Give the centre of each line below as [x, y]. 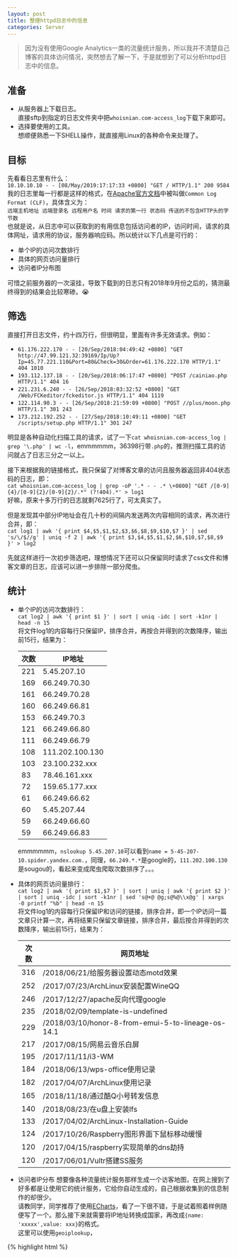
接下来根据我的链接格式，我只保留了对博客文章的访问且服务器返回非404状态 [119, 469]
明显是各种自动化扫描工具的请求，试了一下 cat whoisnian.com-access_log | [117, 437]
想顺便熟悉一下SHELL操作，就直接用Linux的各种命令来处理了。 [109, 135]
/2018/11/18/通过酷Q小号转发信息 [101, 1096]
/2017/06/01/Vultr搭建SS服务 [93, 1160]
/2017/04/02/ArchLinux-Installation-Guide [115, 1121]
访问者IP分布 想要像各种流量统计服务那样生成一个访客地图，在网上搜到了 [124, 1179]
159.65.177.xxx [69, 786]
